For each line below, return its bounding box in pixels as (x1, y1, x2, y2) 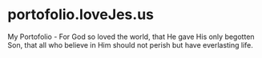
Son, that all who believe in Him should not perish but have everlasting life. (7, 40, 254, 49)
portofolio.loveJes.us (7, 6, 154, 24)
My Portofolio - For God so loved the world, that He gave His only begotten (7, 32, 255, 41)
